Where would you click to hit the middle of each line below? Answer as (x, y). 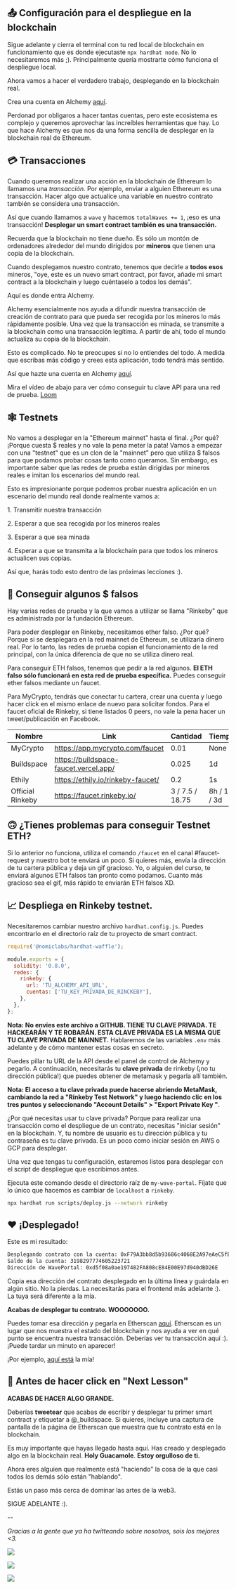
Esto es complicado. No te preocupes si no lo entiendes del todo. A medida (116, 352)
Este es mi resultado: (38, 1242)
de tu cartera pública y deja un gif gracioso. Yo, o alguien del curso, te (109, 868)
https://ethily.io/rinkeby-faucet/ (107, 780)
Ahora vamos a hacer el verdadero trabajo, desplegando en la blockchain (113, 80)
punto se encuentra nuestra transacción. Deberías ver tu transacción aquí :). (118, 1338)
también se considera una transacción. (64, 203)
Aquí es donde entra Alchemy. (51, 295)
